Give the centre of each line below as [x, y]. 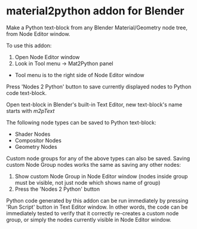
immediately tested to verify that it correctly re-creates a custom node [93, 213]
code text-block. [27, 93]
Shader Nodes [33, 134]
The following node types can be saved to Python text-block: [81, 122]
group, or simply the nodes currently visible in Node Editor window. [89, 219]
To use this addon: [29, 45]
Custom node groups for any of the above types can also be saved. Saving [98, 158]
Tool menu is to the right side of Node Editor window [79, 75]
